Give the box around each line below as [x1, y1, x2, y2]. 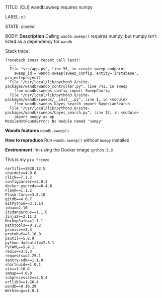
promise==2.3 [5, 227, 32, 232]
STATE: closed [5, 23, 35, 29]
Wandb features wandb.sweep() [5, 128, 70, 134]
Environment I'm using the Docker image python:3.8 [5, 147, 113, 152]
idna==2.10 [5, 205, 28, 210]
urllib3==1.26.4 [5, 280, 39, 285]
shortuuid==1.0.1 [5, 262, 41, 267]
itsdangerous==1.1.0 [5, 210, 48, 215]
